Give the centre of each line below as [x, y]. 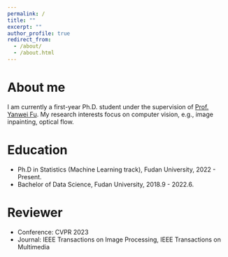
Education [37, 150]
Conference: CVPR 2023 [53, 232]
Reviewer [35, 213]
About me [36, 88]
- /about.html [34, 53]
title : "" [22, 20]
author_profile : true [39, 33]
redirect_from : [29, 40]
